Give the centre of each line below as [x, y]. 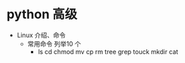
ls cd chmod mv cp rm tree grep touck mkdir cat [108, 51]
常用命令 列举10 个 [54, 43]
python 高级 [42, 14]
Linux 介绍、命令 [41, 35]
